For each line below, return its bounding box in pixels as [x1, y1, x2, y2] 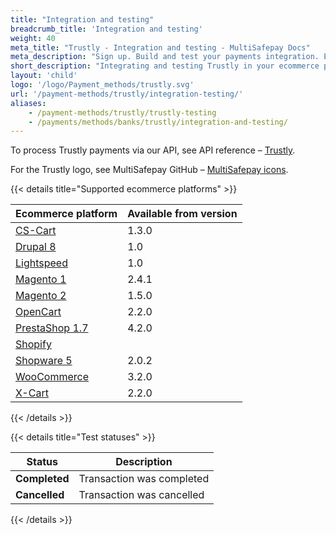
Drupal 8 [15, 240, 57, 254]
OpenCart [15, 305, 62, 319]
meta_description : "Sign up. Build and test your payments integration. [10, 52, 320, 62]
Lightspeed [15, 256, 68, 270]
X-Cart [15, 386, 49, 400]
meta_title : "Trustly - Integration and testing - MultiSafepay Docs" [10, 42, 311, 53]
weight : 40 [10, 33, 56, 43]
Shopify [15, 337, 52, 351]
